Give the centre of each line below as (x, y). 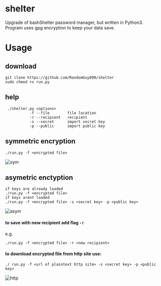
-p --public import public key (67, 126)
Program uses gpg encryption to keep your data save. (60, 27)
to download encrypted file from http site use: (53, 254)
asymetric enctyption (39, 177)
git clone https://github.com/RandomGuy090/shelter (59, 78)
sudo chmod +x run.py (27, 82)
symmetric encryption (40, 142)
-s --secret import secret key (67, 122)
